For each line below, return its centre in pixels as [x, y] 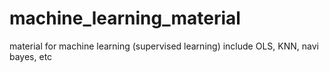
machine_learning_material [125, 18]
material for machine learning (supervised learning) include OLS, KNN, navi [164, 46]
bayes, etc [31, 56]
